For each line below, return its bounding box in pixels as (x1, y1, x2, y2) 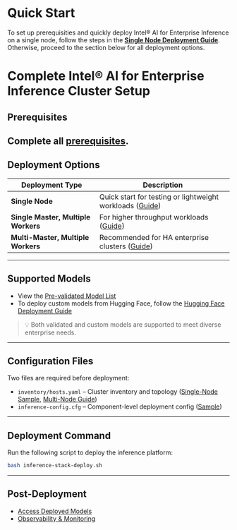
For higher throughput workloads (99, 212, 209, 222)
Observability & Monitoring (17, 514, 96, 523)
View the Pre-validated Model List (17, 291, 116, 300)
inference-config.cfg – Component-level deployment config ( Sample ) (17, 402, 222, 411)
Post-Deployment (7, 488, 87, 500)
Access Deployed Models (17, 507, 92, 515)
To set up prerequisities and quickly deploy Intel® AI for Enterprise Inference (7, 28, 229, 37)
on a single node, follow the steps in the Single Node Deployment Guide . (7, 35, 220, 44)
